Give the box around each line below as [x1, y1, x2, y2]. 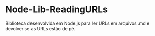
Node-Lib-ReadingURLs [5, 4, 108, 15]
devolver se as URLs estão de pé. [5, 25, 76, 31]
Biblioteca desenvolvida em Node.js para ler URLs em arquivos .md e [5, 20, 150, 26]
